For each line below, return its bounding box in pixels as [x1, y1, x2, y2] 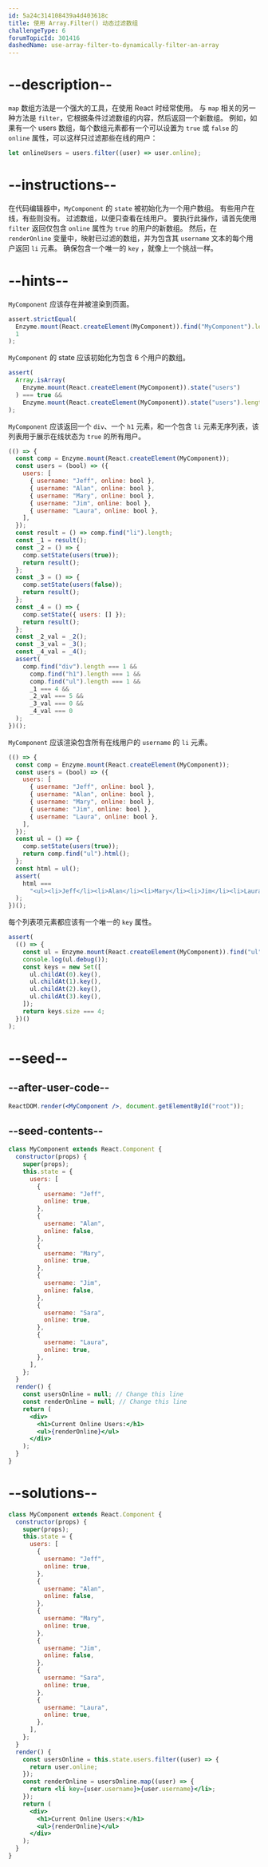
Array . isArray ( [15, 376, 66, 384]
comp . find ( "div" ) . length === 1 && [22, 662, 137, 671]
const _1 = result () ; [15, 537, 88, 545]
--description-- [8, 76, 113, 94]
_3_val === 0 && [29, 700, 84, 708]
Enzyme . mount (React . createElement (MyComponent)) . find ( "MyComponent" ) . [15, 323, 255, 331]
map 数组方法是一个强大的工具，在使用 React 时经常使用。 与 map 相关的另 [8, 103, 250, 113]
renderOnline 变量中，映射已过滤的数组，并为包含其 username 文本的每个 [8, 233, 246, 243]
